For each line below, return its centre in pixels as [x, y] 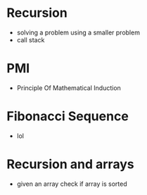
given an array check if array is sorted [72, 184]
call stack [31, 39]
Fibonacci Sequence [68, 117]
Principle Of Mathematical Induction [69, 88]
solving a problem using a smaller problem [78, 32]
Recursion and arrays [70, 164]
